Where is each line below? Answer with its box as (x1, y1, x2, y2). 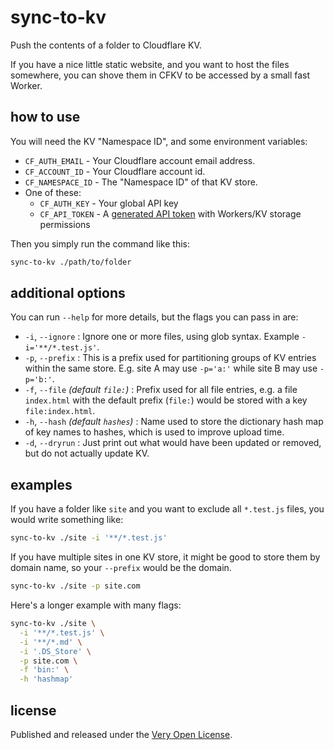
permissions (39, 218, 91, 230)
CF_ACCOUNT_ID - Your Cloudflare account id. (24, 165, 206, 177)
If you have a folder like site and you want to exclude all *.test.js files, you (10, 503, 325, 515)
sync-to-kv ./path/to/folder (10, 257, 132, 267)
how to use (10, 109, 81, 126)
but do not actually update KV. (24, 447, 150, 460)
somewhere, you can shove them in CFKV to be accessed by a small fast (10, 69, 311, 81)
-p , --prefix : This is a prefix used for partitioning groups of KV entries (24, 352, 317, 364)
